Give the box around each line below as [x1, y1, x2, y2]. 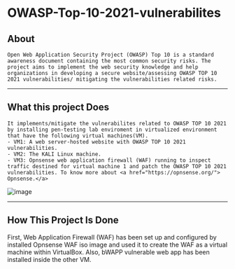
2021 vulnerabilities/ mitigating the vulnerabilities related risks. [7, 76, 218, 83]
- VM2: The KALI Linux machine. [7, 151, 101, 158]
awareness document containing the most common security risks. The [7, 57, 211, 64]
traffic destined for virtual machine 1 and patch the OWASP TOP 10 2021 [7, 163, 227, 170]
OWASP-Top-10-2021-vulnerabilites [7, 5, 222, 21]
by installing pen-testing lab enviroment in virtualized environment [7, 126, 218, 133]
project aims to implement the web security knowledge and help [7, 64, 199, 71]
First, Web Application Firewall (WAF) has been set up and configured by [7, 233, 217, 241]
